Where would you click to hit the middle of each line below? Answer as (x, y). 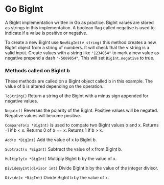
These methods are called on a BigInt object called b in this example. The (79, 81)
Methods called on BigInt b (37, 70)
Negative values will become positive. (43, 116)
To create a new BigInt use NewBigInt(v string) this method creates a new (81, 42)
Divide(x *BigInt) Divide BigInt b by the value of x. (57, 178)
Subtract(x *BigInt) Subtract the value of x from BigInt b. (64, 149)
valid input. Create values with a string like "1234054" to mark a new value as (82, 53)
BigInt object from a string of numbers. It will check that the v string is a (77, 47)
